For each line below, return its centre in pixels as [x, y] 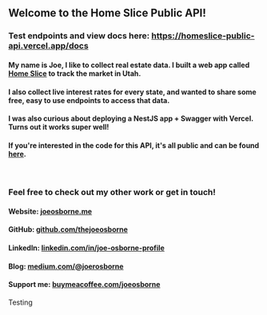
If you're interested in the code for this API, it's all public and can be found [134, 145]
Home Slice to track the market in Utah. [75, 73]
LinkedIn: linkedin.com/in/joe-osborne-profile [87, 248]
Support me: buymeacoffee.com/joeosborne [84, 285]
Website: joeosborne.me [50, 211]
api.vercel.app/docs [49, 46]
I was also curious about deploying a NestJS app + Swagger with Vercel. [131, 118]
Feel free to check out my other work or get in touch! [112, 193]
